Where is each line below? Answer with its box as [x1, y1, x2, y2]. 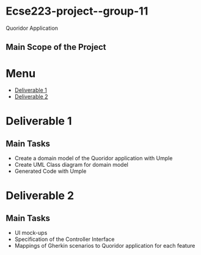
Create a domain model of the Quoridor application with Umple [14, 155, 173, 162]
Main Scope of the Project [5, 42, 106, 52]
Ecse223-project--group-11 [5, 4, 148, 18]
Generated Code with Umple [14, 167, 87, 175]
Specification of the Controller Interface [14, 236, 115, 243]
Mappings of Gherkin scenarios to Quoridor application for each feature [14, 242, 196, 250]
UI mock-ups [14, 229, 48, 237]
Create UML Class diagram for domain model [14, 161, 129, 169]
